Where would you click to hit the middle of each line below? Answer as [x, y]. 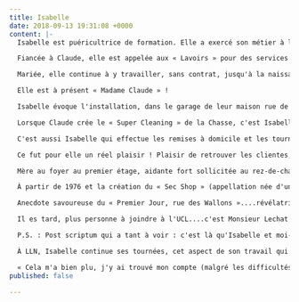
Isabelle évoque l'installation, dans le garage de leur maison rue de [153, 107]
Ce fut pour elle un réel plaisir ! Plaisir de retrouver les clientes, [155, 155]
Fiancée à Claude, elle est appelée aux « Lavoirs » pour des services [153, 59]
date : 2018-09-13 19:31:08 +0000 [71, 26]
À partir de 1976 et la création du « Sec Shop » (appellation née [145, 187]
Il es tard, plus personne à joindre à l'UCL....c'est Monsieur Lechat [153, 219]
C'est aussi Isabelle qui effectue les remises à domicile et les [143, 139]
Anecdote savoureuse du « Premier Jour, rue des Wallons [125, 203]
